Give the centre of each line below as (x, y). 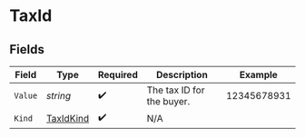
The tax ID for (176, 90)
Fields (27, 49)
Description (182, 75)
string (58, 96)
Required (118, 75)
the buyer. (168, 101)
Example (259, 75)
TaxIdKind (68, 118)
